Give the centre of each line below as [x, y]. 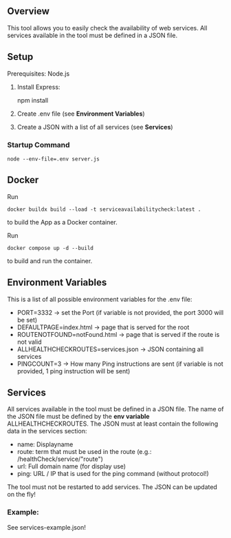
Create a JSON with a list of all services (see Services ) [95, 127]
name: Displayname [45, 444]
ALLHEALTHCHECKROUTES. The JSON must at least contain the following [113, 424]
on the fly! [22, 495]
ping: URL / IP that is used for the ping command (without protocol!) [113, 474]
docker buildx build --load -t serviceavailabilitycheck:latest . [104, 209]
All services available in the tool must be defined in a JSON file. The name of [115, 409]
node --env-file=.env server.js [53, 159]
